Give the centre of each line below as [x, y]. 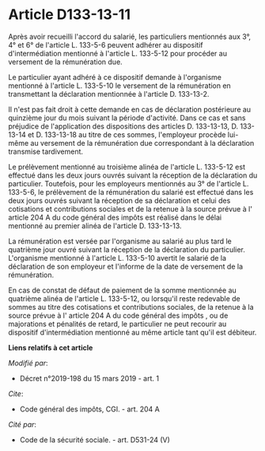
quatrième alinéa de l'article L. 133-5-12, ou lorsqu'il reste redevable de [125, 298]
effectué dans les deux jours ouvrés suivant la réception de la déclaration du [133, 175]
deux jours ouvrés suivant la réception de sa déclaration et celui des [119, 201]
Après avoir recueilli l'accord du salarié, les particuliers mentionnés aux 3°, [130, 36]
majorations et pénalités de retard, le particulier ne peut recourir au [117, 323]
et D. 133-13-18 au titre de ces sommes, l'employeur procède [127, 134]
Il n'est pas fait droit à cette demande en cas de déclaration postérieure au [130, 109]
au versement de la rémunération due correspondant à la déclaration [142, 143]
